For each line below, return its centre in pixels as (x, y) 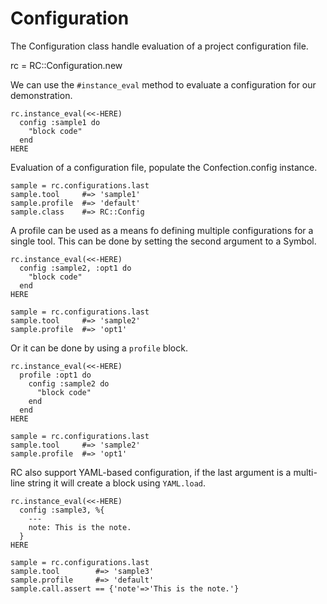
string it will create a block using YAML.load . (117, 483)
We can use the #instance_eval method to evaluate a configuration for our (163, 84)
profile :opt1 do (55, 375)
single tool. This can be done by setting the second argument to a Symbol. (163, 241)
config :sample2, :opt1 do (75, 268)
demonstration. (41, 95)
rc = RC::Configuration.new (66, 65)
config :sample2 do (69, 383)
